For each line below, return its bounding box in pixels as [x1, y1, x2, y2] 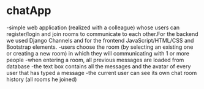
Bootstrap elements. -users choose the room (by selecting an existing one [6, 43, 194, 51]
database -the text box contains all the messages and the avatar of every [6, 62, 191, 70]
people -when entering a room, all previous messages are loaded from [6, 56, 184, 63]
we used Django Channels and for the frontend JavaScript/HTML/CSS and [6, 37, 194, 44]
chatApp [6, 4, 51, 18]
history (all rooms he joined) [6, 76, 77, 83]
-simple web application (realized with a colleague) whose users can [6, 24, 180, 31]
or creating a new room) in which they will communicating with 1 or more [6, 49, 190, 57]
